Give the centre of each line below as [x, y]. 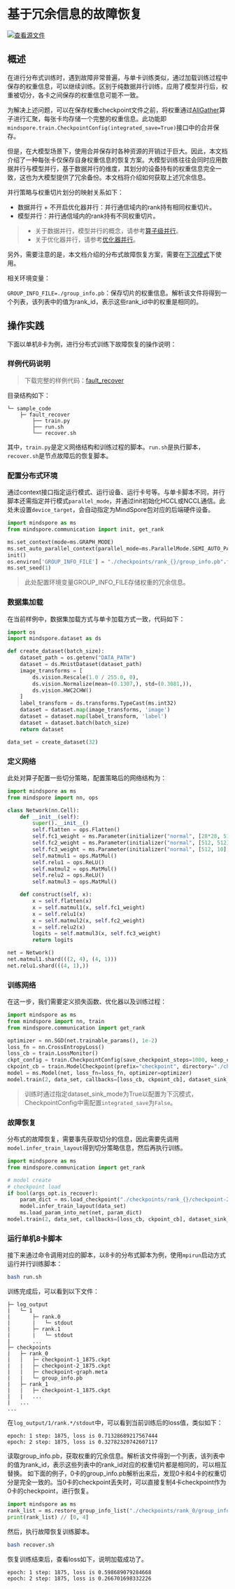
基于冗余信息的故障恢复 [75, 14]
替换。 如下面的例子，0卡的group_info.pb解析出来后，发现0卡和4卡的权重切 [117, 1473]
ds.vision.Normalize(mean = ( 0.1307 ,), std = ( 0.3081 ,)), [112, 684]
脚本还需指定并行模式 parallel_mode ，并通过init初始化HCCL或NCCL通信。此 [116, 501]
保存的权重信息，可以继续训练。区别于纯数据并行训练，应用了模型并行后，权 [117, 86]
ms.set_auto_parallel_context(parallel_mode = [74, 548]
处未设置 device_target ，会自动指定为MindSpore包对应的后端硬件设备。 [111, 510]
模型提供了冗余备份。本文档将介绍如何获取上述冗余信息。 [127, 177]
